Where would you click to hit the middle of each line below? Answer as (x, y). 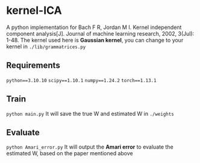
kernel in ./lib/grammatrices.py (46, 46)
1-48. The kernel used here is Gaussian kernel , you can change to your (95, 40)
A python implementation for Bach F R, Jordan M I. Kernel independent (94, 27)
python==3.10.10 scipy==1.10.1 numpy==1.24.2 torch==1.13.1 (81, 80)
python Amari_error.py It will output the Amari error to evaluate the (90, 147)
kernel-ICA (34, 11)
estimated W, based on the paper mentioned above (70, 153)
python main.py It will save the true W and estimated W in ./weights (90, 113)
